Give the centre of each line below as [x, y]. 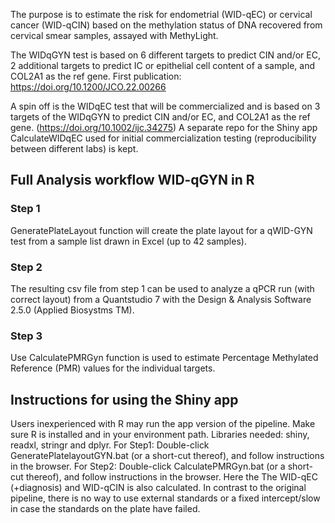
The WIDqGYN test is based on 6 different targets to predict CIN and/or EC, [165, 55]
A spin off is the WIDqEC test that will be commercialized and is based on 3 [165, 106]
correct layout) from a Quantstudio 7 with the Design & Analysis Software [161, 299]
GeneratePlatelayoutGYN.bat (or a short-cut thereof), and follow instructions [167, 456]
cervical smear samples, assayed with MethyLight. [114, 35]
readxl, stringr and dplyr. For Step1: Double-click [110, 445]
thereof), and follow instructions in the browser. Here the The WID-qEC [172, 477]
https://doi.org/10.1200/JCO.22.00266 [88, 87]
